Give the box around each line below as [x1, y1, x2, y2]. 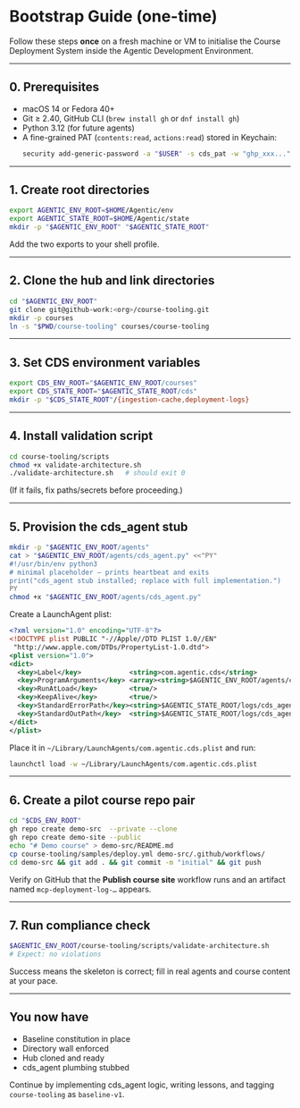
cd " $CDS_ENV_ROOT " [9, 816, 82, 825]
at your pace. [9, 976, 58, 986]
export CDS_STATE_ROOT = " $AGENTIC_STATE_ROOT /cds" [9, 387, 198, 396]
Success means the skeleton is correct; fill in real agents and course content [9, 966, 291, 977]
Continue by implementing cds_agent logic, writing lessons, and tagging [9, 1079, 275, 1090]
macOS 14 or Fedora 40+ [21, 103, 115, 114]
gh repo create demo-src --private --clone [9, 825, 178, 833]
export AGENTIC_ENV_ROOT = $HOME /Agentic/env [9, 206, 174, 216]
